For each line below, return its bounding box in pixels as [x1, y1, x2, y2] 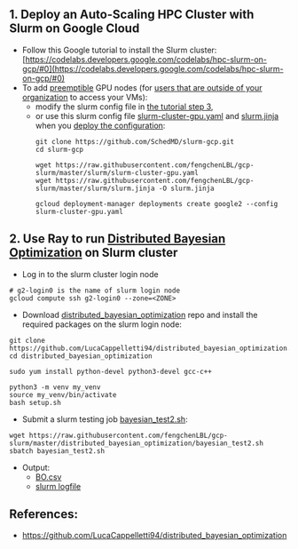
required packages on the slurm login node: [21, 319, 182, 330]
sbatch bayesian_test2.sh [9, 446, 105, 456]
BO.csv [35, 471, 62, 482]
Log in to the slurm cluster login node [21, 268, 159, 279]
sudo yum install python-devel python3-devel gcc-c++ [9, 367, 213, 376]
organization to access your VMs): [21, 91, 148, 102]
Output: [21, 462, 51, 473]
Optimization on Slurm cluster [9, 245, 178, 260]
